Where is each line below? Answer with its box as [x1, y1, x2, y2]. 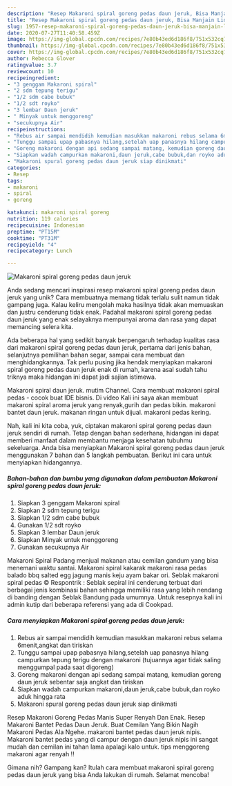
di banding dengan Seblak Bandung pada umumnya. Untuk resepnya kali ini [7, 593, 222, 601]
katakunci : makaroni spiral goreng [7, 209, 110, 216]
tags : [7, 177, 23, 184]
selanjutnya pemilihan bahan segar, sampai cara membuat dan [7, 350, 185, 359]
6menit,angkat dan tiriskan [17, 641, 93, 650]
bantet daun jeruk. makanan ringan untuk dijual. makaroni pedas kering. [7, 409, 211, 417]
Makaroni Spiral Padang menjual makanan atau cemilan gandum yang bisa [7, 556, 219, 565]
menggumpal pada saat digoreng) [17, 663, 114, 671]
